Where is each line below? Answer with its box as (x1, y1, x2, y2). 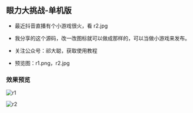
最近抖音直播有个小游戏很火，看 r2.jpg (14, 22, 108, 29)
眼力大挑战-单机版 (6, 5, 72, 16)
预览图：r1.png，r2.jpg (14, 59, 70, 66)
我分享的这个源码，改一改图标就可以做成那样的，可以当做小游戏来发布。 (14, 35, 190, 42)
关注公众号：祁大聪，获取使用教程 (14, 47, 98, 54)
